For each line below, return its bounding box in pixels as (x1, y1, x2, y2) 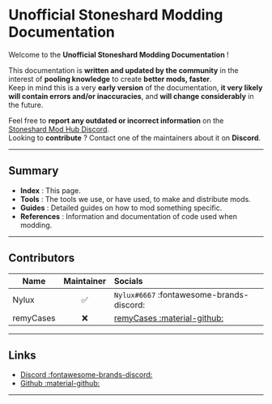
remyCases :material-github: (113, 312, 224, 324)
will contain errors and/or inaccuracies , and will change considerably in (8, 91, 254, 101)
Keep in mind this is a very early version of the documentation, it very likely (8, 83, 263, 92)
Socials (113, 275, 143, 286)
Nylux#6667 (113, 290, 156, 299)
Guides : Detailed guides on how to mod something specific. (19, 203, 223, 213)
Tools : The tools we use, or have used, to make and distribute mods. (19, 194, 251, 204)
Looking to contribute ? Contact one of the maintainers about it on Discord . (8, 132, 261, 143)
